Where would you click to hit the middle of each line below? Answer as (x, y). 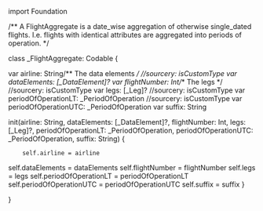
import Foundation (38, 11)
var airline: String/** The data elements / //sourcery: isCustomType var (123, 73)
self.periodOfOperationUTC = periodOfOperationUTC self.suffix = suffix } (126, 184)
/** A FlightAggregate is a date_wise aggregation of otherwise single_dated (130, 26)
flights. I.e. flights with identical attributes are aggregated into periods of (125, 35)
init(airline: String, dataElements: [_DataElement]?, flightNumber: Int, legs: (127, 122)
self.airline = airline (61, 153)
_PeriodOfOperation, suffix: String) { (67, 139)
